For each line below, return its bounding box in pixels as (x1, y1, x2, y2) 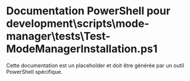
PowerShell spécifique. (6, 68, 63, 75)
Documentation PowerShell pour (6, 4, 171, 18)
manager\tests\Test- (6, 30, 111, 43)
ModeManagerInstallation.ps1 (6, 42, 158, 56)
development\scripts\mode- (6, 17, 149, 30)
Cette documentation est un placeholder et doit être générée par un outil (6, 61, 185, 69)
